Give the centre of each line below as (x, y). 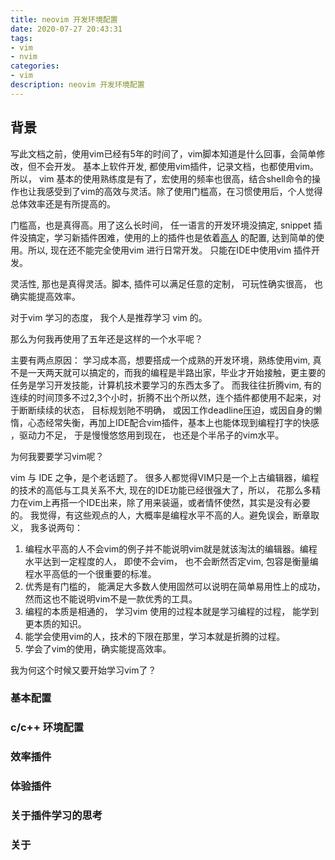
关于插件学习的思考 (56, 816)
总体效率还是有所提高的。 (63, 203)
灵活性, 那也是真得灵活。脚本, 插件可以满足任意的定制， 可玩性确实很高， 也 (166, 283)
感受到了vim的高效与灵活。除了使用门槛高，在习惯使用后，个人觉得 (183, 191)
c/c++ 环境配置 (47, 728)
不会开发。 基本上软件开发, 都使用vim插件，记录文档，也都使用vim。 (177, 166)
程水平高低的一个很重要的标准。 (90, 573)
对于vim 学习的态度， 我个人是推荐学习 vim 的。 (109, 317)
